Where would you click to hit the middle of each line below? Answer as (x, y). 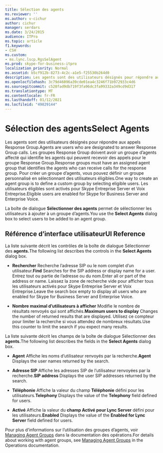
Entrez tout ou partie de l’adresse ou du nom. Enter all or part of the (79, 276)
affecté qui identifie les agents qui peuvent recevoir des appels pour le (76, 157)
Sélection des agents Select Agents (77, 129)
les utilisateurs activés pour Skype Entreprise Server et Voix (72, 286)
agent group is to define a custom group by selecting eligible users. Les (77, 183)
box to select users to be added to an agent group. (56, 218)
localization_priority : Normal (37, 69)
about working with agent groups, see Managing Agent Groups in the (74, 440)
